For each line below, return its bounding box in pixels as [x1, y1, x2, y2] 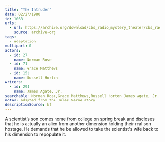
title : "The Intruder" [5, 7, 52, 12]
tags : [5, 35, 16, 40]
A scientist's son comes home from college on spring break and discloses [5, 116, 155, 122]
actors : [5, 48, 21, 53]
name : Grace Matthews [14, 66, 58, 71]
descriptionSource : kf [5, 102, 52, 107]
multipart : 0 [5, 43, 32, 48]
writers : [5, 80, 23, 84]
